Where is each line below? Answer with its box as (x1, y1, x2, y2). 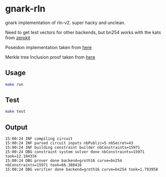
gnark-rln (5, 3, 46, 15)
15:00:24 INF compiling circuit (5, 136, 73, 141)
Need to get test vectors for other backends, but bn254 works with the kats (5, 29, 161, 35)
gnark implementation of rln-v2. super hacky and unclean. (5, 20, 126, 26)
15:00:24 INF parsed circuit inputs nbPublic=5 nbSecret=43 (5, 141, 134, 146)
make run (5, 82, 24, 87)
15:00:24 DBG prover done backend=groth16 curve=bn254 (5, 158, 122, 163)
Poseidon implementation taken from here (5, 44, 92, 50)
